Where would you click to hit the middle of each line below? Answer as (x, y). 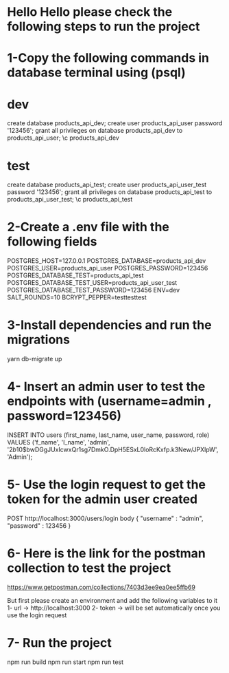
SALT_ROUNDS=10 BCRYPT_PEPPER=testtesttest (77, 297)
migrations (39, 340)
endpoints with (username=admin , (109, 402)
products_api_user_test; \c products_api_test (70, 200)
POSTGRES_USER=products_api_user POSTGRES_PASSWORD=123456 (108, 268)
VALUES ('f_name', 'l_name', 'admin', (59, 442)
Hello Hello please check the (90, 12)
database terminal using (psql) (97, 73)
